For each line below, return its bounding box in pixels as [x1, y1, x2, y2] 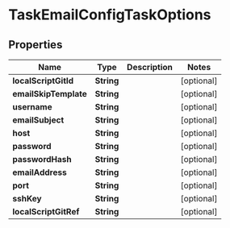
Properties [8, 38, 63, 52]
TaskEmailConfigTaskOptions [8, 6, 211, 24]
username [12, 102, 52, 112]
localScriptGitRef [12, 206, 80, 217]
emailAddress [12, 167, 67, 178]
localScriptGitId [12, 75, 74, 86]
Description [126, 62, 174, 73]
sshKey [12, 193, 42, 204]
